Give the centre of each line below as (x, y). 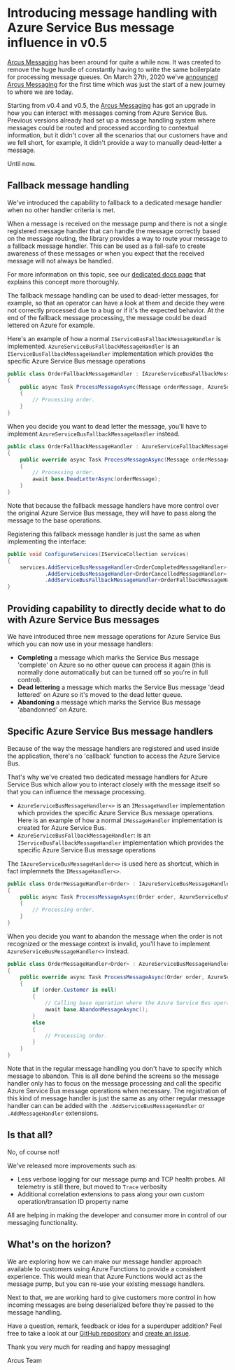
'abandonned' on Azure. (52, 710)
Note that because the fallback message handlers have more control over (113, 505)
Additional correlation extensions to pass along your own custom (111, 1194)
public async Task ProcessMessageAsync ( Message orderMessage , (112, 387)
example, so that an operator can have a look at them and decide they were (116, 303)
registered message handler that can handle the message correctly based (114, 231)
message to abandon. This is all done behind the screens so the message (113, 1076)
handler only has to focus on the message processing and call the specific (114, 1083)
